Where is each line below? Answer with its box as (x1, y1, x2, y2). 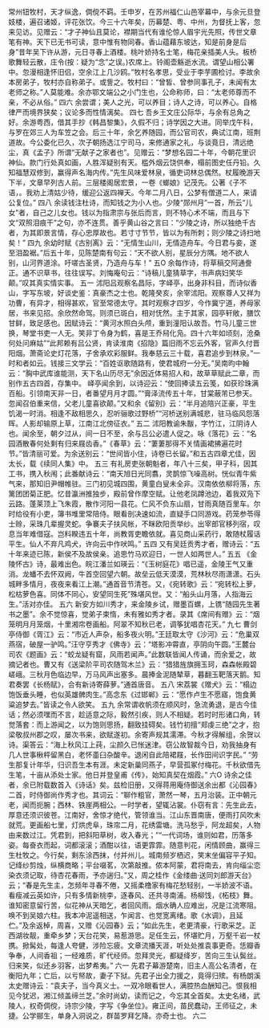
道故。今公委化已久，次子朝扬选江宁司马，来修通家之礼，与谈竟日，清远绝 (8, 137, 254, 147)
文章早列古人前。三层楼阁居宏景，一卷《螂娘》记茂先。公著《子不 (29, 177, 247, 187)
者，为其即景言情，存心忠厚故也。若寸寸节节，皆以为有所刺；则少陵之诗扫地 (8, 228, 261, 237)
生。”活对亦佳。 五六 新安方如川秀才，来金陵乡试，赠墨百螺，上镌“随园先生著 (8, 599, 261, 609)
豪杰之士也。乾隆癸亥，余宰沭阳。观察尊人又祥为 (98, 288, 261, 297)
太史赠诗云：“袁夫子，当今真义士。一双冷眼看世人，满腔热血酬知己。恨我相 (8, 981, 258, 990)
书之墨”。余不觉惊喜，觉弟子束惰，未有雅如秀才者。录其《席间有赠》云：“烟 (8, 610, 260, 618)
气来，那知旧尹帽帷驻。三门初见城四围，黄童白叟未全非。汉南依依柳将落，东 (8, 479, 261, 488)
